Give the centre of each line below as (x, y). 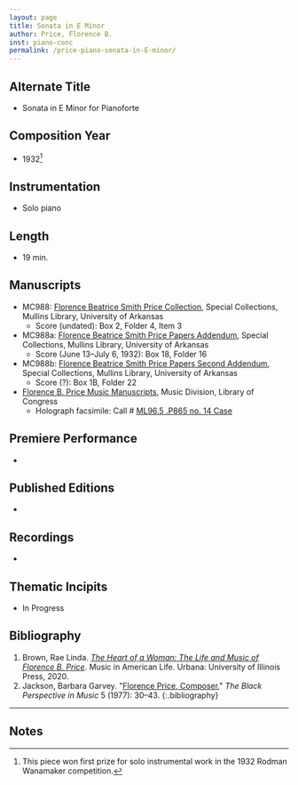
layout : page (33, 17)
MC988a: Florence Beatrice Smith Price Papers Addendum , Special (145, 335)
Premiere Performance (73, 439)
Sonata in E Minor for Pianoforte (81, 108)
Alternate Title (50, 87)
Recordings (42, 537)
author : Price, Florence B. (61, 34)
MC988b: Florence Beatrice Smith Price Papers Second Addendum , (146, 363)
